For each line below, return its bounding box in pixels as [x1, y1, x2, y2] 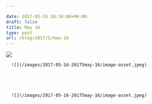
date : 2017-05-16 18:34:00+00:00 [6, 13, 87, 19]
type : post [6, 30, 33, 35]
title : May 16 [6, 24, 41, 30]
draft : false [6, 19, 38, 25]
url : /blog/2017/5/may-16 [6, 35, 69, 41]
